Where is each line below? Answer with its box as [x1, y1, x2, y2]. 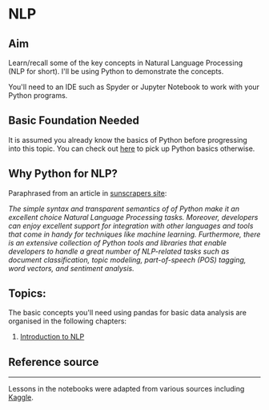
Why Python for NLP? [8, 167, 118, 181]
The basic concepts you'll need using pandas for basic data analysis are [8, 308, 247, 318]
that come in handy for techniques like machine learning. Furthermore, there [8, 229, 261, 239]
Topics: [8, 286, 46, 301]
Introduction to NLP [19, 332, 85, 342]
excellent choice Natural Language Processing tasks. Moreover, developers [8, 212, 259, 221]
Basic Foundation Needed [8, 114, 140, 128]
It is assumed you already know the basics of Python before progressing [8, 135, 248, 144]
